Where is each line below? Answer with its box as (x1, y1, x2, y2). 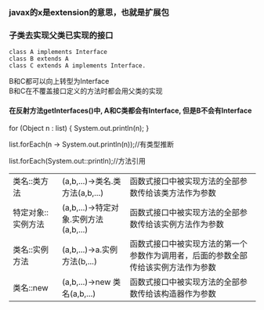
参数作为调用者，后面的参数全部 (129, 251, 248, 261)
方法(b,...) (62, 256, 97, 267)
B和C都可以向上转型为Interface (9, 77, 110, 86)
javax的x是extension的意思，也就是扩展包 (9, 6, 169, 17)
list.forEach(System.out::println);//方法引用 (9, 157, 146, 166)
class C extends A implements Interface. (9, 62, 146, 70)
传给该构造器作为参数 (137, 288, 216, 299)
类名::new (13, 283, 49, 294)
